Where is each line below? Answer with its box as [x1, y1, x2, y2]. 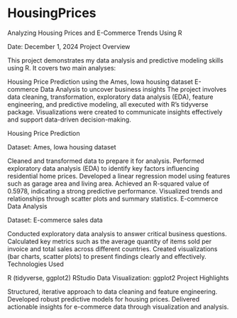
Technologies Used [7, 260, 64, 268]
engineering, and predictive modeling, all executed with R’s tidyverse [7, 100, 209, 108]
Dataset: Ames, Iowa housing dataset [7, 142, 116, 151]
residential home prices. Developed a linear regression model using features [7, 171, 231, 180]
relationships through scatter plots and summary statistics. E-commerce [7, 194, 219, 203]
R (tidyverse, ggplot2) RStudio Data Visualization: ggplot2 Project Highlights [7, 273, 229, 282]
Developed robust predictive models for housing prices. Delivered [7, 295, 200, 303]
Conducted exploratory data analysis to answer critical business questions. [7, 229, 227, 238]
